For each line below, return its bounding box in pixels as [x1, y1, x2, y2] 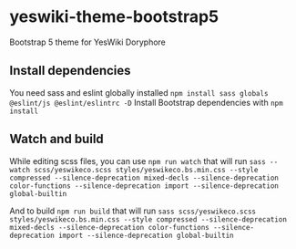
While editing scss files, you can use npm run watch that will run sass [9, 155, 266, 166]
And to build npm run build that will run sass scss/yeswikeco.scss [9, 205, 257, 216]
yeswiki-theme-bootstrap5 [9, 6, 219, 27]
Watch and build [9, 131, 105, 147]
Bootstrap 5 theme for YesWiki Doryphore [9, 36, 167, 47]
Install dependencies [9, 63, 131, 78]
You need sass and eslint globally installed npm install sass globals [9, 87, 269, 98]
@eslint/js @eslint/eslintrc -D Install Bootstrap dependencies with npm [9, 97, 284, 108]
